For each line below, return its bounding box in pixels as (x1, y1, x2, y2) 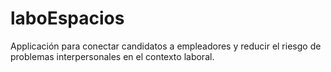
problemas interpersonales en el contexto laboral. (10, 50, 215, 62)
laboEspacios (10, 7, 125, 30)
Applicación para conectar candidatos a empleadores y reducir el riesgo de (10, 40, 322, 52)
